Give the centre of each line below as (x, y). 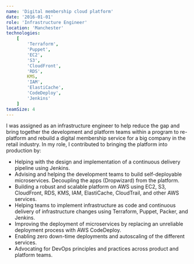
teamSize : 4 (20, 109)
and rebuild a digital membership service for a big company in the (106, 138)
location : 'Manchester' (35, 28)
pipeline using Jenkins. (42, 168)
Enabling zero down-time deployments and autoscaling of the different (100, 237)
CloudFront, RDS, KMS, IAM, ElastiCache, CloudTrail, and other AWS (97, 193)
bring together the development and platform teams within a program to (93, 132)
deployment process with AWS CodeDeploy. (68, 230)
